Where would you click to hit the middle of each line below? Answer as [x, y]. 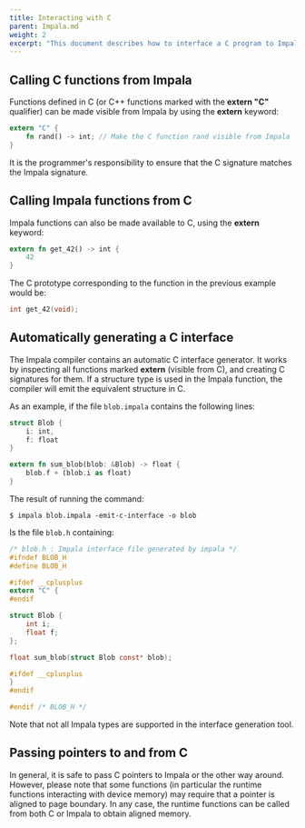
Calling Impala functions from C [101, 201]
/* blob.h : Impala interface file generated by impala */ [123, 549]
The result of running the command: [77, 499]
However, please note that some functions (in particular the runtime [136, 784]
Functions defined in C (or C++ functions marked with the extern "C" [139, 102]
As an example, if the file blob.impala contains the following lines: [133, 406]
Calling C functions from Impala [101, 80]
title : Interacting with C [60, 18]
